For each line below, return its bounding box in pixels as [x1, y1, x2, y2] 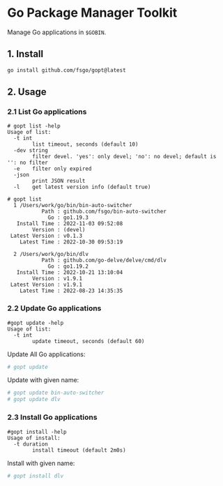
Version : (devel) [32, 227, 86, 234]
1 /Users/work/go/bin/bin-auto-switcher [13, 202, 132, 209]
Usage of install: [7, 434, 61, 441]
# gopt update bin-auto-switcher [7, 389, 105, 397]
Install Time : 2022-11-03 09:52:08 [16, 220, 123, 227]
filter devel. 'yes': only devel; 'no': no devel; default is [32, 153, 217, 160]
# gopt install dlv [7, 472, 64, 479]
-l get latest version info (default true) [13, 183, 151, 191]
